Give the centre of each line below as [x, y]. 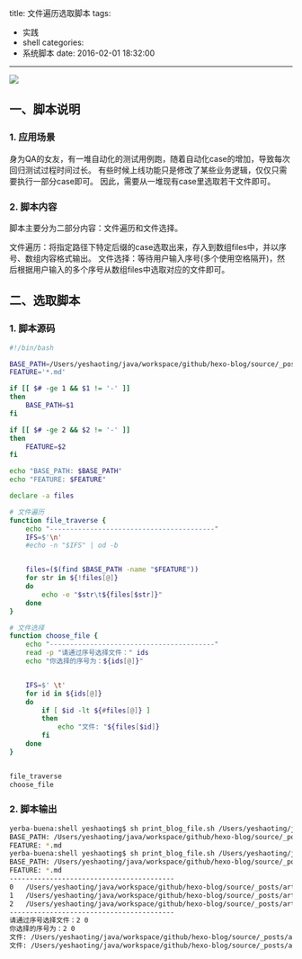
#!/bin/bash [31, 348]
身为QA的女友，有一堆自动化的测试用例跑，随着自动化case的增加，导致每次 [150, 158]
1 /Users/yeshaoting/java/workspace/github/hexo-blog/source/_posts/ [146, 895]
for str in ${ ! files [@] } [72, 578]
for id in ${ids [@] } [64, 694]
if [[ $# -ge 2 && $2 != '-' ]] [70, 430]
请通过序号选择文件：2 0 [49, 920]
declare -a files [42, 496]
